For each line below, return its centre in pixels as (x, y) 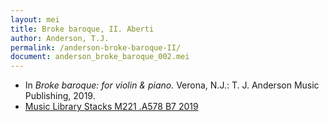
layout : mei (35, 19)
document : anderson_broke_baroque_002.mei (100, 57)
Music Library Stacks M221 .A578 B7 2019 (111, 107)
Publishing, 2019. (60, 96)
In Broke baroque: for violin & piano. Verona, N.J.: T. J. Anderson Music (172, 85)
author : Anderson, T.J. (60, 38)
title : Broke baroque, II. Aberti (82, 29)
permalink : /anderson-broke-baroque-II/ (96, 47)
